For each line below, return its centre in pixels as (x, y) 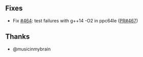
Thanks (18, 37)
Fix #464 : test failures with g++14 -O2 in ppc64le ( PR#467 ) (75, 20)
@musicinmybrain (32, 49)
